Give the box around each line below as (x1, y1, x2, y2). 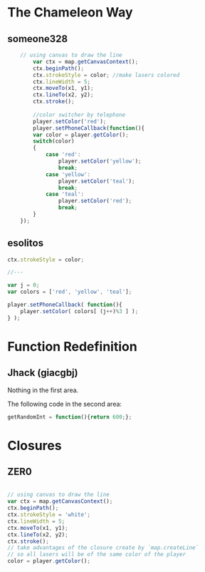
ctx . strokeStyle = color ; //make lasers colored (33, 71, 180, 78)
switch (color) (33, 138, 75, 145)
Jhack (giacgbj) (7, 367, 78, 379)
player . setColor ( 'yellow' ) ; (58, 158, 142, 165)
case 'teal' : (45, 190, 84, 198)
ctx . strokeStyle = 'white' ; (7, 511, 91, 519)
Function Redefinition (7, 338, 137, 354)
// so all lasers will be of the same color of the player (7, 551, 186, 558)
